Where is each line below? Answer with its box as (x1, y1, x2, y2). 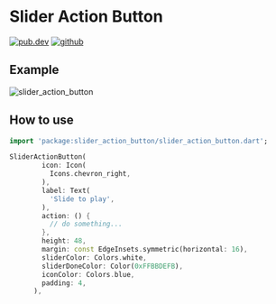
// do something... (49, 219, 124, 229)
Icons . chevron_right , (49, 170, 131, 179)
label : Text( (41, 186, 91, 195)
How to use (9, 113, 74, 128)
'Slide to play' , (49, 194, 115, 204)
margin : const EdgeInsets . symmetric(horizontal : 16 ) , (41, 245, 248, 254)
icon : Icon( (41, 161, 87, 170)
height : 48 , (41, 236, 87, 245)
